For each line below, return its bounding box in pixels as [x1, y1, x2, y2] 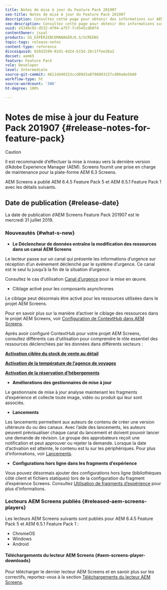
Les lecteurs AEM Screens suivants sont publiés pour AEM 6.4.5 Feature [5, 515, 153, 521]
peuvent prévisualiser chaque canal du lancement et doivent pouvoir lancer [5, 429, 160, 435]
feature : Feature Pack [5, 58, 52, 63]
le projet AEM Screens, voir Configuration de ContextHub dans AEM [5, 315, 145, 321]
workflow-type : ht [5, 77, 43, 82]
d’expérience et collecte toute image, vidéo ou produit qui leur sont [5, 394, 143, 400]
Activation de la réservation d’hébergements [5, 370, 100, 376]
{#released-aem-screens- [82, 498, 147, 505]
